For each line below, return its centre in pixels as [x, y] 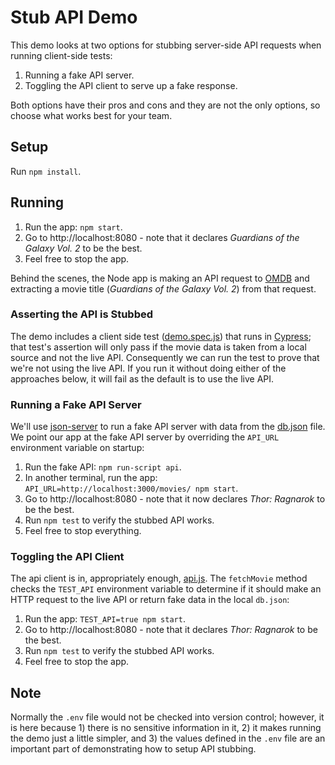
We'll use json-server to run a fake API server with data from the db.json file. [168, 427]
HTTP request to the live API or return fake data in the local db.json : [150, 600]
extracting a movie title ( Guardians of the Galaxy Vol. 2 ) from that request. [163, 288]
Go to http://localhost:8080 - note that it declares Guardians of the [162, 237]
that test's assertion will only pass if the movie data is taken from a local [158, 347]
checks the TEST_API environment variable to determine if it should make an [166, 589]
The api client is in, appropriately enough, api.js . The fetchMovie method [159, 578]
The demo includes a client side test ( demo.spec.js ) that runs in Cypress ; [161, 336]
